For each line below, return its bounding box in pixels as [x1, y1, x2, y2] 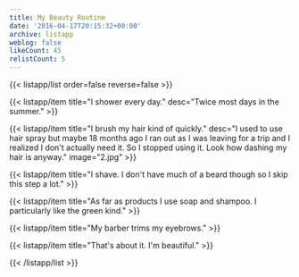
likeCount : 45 [9, 46, 62, 55]
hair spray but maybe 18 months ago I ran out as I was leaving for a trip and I [9, 133, 291, 143]
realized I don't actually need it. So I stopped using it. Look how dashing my [9, 142, 287, 153]
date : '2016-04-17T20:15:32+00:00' [9, 21, 142, 30]
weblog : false [9, 38, 62, 47]
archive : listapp [9, 29, 74, 38]
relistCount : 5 [9, 55, 66, 63]
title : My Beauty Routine [9, 13, 105, 22]
